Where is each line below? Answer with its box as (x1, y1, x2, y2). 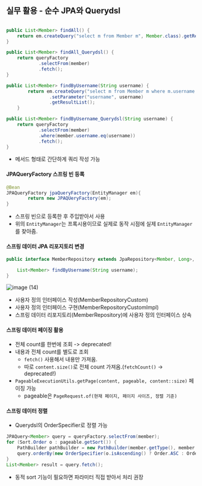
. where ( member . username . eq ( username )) (38, 132, 136, 139)
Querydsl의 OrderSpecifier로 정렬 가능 (14, 422, 108, 429)
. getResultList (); (49, 99, 96, 105)
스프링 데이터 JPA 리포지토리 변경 (6, 243, 85, 250)
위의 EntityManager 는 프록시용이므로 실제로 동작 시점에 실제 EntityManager (14, 220, 193, 228)
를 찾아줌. (14, 228, 38, 235)
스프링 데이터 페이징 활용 (6, 326, 64, 333)
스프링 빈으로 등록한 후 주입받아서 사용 (14, 213, 105, 220)
